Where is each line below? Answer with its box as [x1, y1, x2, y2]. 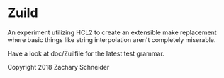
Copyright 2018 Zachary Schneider [7, 63, 110, 71]
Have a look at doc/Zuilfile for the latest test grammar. [7, 49, 164, 58]
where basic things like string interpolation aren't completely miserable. [7, 35, 216, 44]
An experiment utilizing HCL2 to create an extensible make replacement [7, 28, 218, 37]
